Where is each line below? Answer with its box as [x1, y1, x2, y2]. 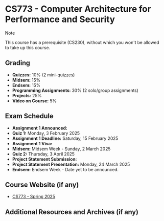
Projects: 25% [12, 92, 42, 98]
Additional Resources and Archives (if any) [5, 208, 139, 216]
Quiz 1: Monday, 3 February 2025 [12, 130, 80, 136]
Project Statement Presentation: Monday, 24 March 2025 [12, 161, 130, 167]
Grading [5, 59, 30, 67]
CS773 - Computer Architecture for [5, 3, 151, 15]
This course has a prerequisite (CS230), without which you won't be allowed [5, 39, 160, 45]
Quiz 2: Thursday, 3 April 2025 [12, 151, 75, 157]
